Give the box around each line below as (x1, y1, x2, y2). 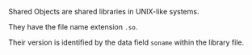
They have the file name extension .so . (8, 22, 138, 31)
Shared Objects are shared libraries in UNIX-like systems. (8, 7, 199, 16)
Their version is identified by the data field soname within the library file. (8, 37, 245, 47)
